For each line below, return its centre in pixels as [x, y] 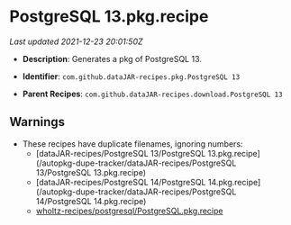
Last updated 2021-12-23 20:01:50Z [76, 41]
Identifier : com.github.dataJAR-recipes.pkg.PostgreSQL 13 [131, 76]
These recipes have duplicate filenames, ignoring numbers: [132, 144]
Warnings [37, 122]
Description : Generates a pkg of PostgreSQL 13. [112, 58]
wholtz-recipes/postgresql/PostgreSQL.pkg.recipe [129, 211]
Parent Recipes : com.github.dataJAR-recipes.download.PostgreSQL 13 [152, 94]
